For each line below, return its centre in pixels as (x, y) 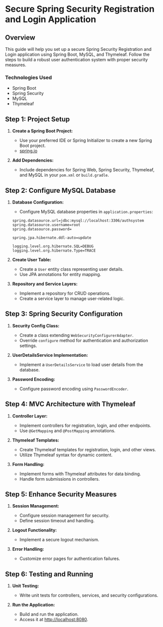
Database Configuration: (38, 202)
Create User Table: (32, 259)
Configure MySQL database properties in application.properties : (86, 211)
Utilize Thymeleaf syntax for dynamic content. (66, 455)
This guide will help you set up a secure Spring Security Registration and (78, 49)
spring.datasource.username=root (46, 225)
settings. (28, 346)
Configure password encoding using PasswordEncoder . (74, 389)
